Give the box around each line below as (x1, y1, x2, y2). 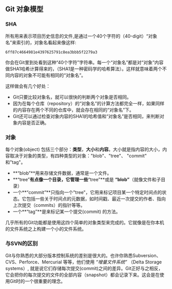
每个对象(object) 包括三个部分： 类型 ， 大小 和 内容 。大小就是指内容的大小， (5, 146, 163, 152)
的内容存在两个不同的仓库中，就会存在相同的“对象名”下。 (12, 107, 135, 113)
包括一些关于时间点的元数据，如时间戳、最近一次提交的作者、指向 (26, 196, 166, 202)
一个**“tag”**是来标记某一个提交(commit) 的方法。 (12, 208, 121, 215)
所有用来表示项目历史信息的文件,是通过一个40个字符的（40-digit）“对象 (5, 33, 158, 39)
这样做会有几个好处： (5, 83, 50, 89)
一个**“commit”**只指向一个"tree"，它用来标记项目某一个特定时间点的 (12, 189, 162, 195)
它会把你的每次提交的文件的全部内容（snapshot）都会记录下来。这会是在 (5, 272, 160, 278)
